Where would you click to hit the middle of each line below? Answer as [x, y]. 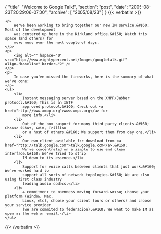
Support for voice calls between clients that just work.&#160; [89, 167]
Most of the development [30, 30]
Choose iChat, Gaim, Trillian [36, 128]
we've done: [17, 81]
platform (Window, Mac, [29, 196]
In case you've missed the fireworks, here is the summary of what [84, 77]
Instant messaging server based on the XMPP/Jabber [76, 98]
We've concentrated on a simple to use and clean [74, 149]
